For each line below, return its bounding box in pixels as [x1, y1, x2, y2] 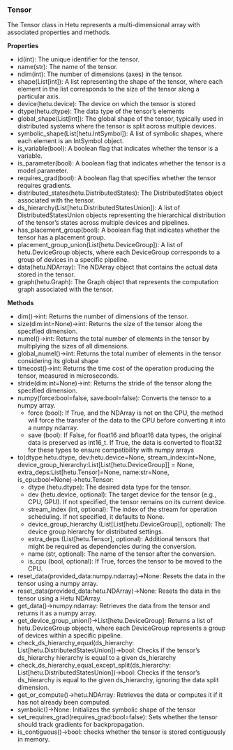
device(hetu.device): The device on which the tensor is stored [17, 100, 196, 108]
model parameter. [17, 166, 68, 175]
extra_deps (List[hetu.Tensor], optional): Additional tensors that [27, 535, 210, 543]
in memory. [17, 735, 50, 744]
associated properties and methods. [7, 28, 112, 36]
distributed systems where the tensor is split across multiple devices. [17, 122, 216, 131]
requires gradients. [17, 182, 72, 190]
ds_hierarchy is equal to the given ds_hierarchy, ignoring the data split [17, 676, 219, 684]
